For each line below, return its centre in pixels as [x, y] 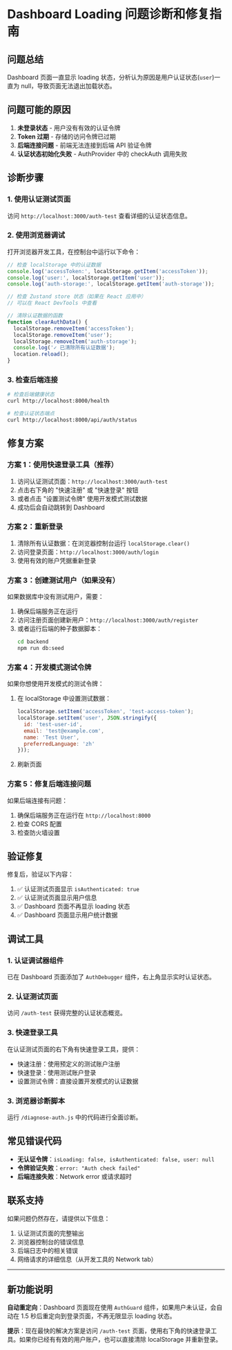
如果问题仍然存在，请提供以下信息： [59, 1218]
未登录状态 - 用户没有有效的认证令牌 [69, 128]
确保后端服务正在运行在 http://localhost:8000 [84, 815]
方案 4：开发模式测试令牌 [49, 667]
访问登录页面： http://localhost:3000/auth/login [88, 552]
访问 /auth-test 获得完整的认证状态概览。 [67, 1013]
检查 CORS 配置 [39, 824]
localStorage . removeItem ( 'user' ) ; [63, 335]
